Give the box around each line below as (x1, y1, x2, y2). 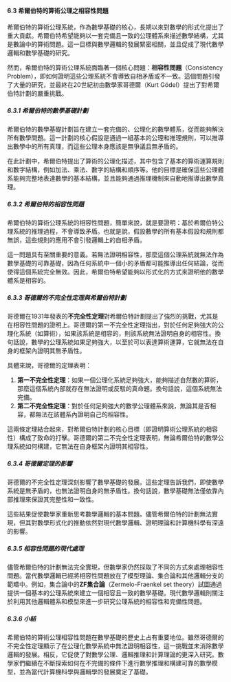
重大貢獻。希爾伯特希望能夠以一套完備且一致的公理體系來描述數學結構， (7, 32, 212, 40)
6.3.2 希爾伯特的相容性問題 (7, 200, 85, 208)
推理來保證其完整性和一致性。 (12, 495, 98, 503)
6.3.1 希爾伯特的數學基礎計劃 (7, 106, 89, 114)
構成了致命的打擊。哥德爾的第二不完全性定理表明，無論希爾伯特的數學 (19, 434, 218, 442)
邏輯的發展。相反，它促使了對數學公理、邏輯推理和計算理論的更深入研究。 (7, 650, 218, 659)
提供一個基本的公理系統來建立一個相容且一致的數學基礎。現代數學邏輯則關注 (7, 589, 224, 597)
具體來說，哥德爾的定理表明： (7, 361, 91, 370)
